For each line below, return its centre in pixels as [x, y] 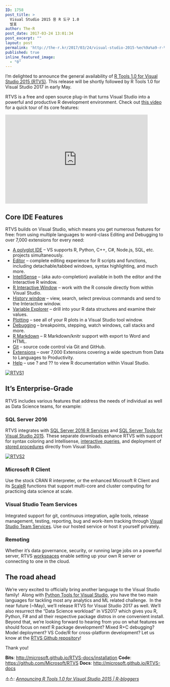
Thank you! [17, 647]
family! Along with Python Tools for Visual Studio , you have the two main [81, 595]
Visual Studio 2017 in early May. [38, 87]
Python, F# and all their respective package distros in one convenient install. [85, 616]
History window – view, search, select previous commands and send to [87, 298]
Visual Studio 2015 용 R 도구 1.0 [45, 19]
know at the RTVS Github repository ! [44, 638]
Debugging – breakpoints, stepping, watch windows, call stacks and [83, 326]
